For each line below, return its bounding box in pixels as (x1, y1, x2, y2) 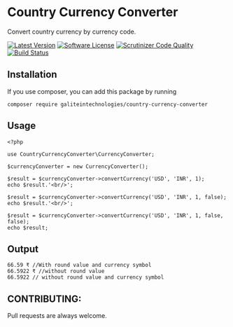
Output (7, 243, 38, 255)
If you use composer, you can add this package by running (7, 87, 177, 95)
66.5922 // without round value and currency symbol (7, 274, 164, 281)
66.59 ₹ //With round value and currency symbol (7, 262, 152, 269)
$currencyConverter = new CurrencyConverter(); (7, 162, 149, 170)
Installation (7, 69, 57, 81)
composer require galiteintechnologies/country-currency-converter (7, 101, 209, 108)
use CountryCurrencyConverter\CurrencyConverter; (7, 151, 155, 158)
